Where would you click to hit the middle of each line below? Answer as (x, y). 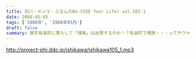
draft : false (22, 28)
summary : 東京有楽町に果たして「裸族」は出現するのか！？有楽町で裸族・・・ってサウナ (98, 33)
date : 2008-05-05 (27, 17)
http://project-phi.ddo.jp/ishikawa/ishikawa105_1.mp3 (70, 50)
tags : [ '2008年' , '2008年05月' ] (44, 22)
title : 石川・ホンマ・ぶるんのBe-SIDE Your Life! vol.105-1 (76, 11)
